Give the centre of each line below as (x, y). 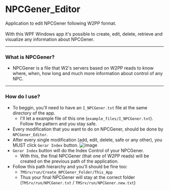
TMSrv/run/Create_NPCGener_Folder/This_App (66, 172)
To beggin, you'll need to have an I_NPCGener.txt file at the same (80, 107)
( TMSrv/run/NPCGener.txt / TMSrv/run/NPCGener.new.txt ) (78, 182)
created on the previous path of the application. (69, 161)
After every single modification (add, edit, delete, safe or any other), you (87, 140)
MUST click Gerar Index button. (46, 145)
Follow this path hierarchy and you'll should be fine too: (70, 166)
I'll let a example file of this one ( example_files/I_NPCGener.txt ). (87, 118)
